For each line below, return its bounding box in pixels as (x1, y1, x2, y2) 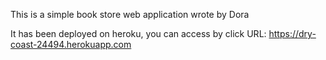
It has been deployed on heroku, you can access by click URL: (10, 28, 267, 39)
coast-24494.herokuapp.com (10, 39, 132, 50)
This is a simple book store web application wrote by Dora (10, 9, 250, 20)
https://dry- (268, 28, 317, 39)
